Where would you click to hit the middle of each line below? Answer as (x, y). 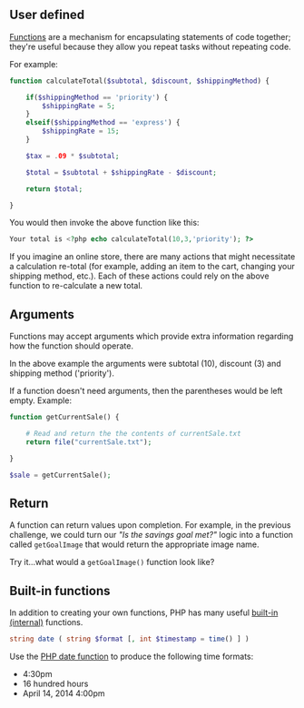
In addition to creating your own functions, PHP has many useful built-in (144, 612)
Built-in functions (60, 591)
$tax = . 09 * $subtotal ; (73, 156)
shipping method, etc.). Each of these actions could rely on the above (139, 276)
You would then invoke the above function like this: (104, 223)
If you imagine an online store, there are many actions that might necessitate (152, 257)
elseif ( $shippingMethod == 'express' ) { (103, 123)
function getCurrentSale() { (64, 418)
